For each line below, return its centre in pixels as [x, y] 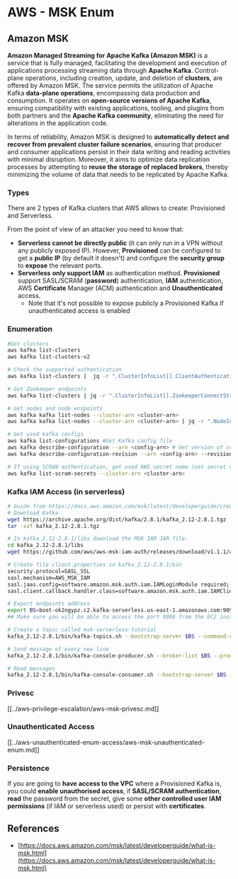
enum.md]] [24, 749]
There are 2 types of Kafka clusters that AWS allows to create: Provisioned [116, 208]
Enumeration [30, 329]
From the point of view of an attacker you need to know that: [96, 229]
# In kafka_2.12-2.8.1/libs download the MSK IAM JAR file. [98, 539]
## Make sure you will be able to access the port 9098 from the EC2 [112, 617]
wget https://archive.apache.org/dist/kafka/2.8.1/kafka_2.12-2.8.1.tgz [117, 519]
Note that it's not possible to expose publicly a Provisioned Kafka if [126, 303]
